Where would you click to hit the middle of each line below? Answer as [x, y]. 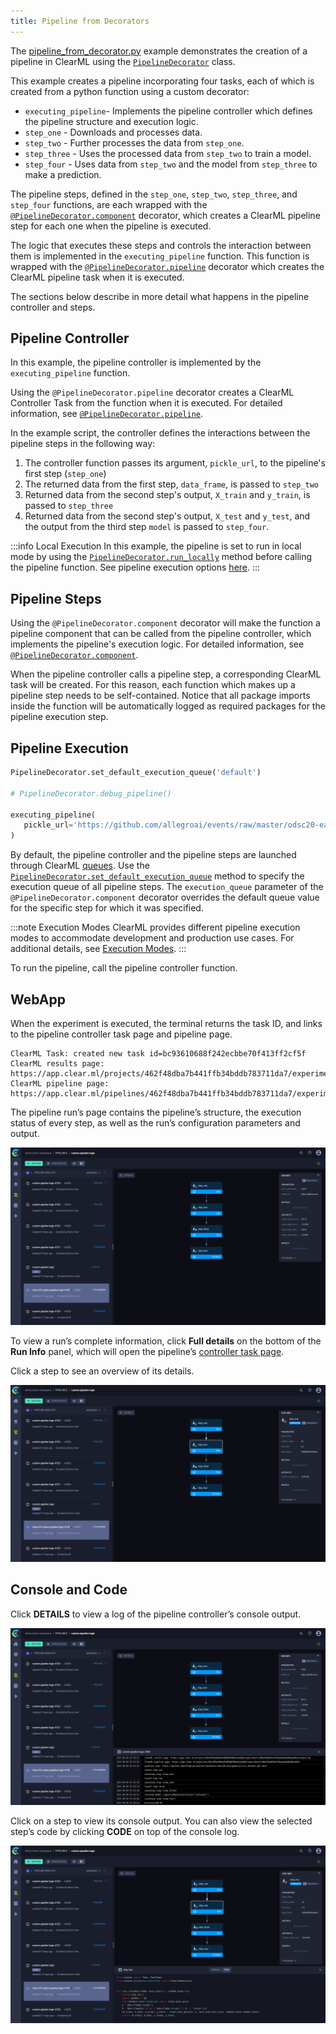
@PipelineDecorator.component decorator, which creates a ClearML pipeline [165, 215]
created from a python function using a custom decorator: [130, 91]
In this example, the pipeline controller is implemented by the [136, 362]
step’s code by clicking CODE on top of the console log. [125, 1832]
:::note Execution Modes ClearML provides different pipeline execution [155, 927]
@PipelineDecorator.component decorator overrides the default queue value [165, 897]
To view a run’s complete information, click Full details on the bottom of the [166, 1341]
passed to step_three [69, 506]
